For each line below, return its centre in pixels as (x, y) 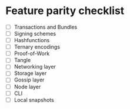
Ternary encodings (37, 47)
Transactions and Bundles (46, 27)
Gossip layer (29, 80)
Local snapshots (34, 100)
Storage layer (30, 73)
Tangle (22, 60)
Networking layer (35, 67)
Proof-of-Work (32, 53)
